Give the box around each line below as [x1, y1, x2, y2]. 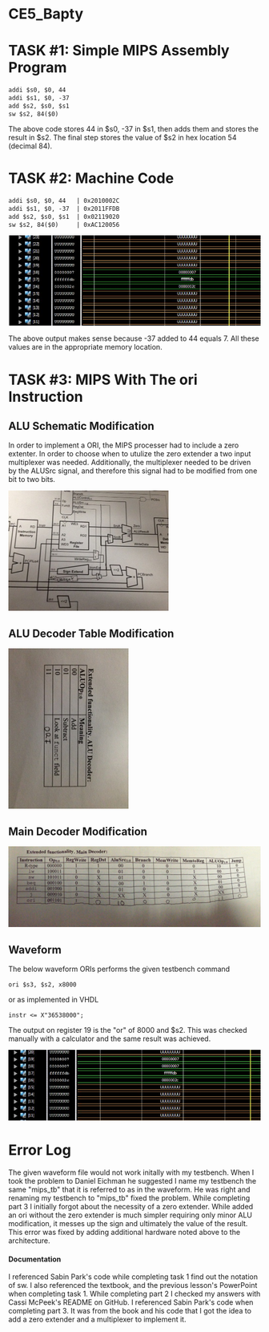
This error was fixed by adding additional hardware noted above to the [8, 1228, 241, 1237]
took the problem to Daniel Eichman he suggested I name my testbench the [8, 1176, 257, 1186]
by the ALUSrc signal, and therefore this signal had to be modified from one [8, 466, 258, 476]
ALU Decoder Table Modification [8, 626, 175, 640]
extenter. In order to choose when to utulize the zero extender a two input [8, 449, 251, 459]
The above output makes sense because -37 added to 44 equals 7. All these [8, 334, 260, 343]
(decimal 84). [8, 141, 53, 151]
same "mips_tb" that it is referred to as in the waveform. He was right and [8, 1184, 251, 1195]
